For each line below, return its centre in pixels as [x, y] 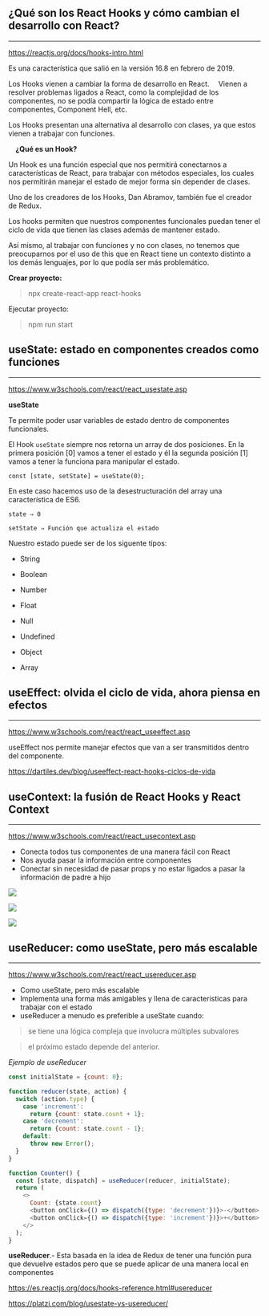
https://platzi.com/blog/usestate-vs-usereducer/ [88, 1304]
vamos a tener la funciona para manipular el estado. [94, 461]
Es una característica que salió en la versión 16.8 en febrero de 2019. [121, 68]
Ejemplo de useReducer [47, 1062]
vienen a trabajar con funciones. [62, 133]
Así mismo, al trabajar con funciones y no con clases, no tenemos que [124, 245]
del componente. [36, 756]
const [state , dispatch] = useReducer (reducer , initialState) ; [123, 1180]
